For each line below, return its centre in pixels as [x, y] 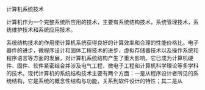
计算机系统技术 [25, 9]
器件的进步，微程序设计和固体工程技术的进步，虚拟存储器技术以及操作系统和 [103, 50]
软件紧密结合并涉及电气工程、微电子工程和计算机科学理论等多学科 [116, 66]
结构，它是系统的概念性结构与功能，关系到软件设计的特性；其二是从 [97, 81]
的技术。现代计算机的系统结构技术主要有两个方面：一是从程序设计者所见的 [100, 73]
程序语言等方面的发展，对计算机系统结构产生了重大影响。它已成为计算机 [97, 58]
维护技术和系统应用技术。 [44, 30]
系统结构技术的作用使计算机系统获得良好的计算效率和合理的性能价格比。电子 [103, 43]
